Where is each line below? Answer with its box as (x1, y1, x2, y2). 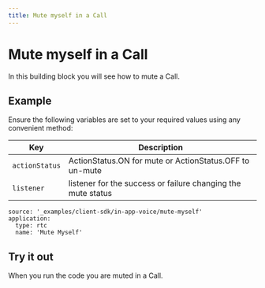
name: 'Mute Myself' (15, 229, 83, 237)
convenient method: (8, 124, 73, 133)
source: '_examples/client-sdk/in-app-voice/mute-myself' (8, 208, 203, 216)
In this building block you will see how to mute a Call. (8, 72, 180, 81)
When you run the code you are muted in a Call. (8, 271, 163, 280)
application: (8, 215, 51, 223)
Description (137, 142, 184, 153)
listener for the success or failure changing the (68, 178, 241, 189)
